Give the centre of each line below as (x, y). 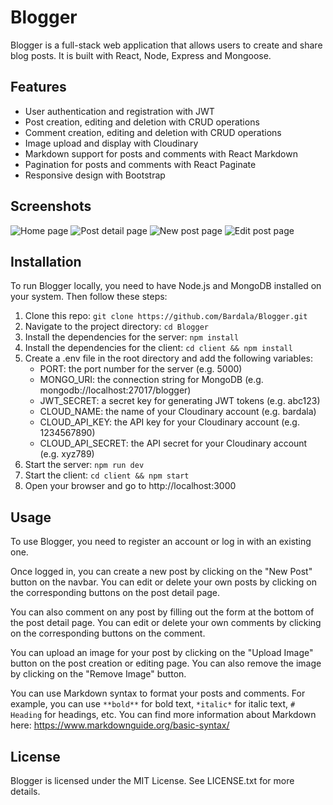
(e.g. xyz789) (67, 454)
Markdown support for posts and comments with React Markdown (161, 153)
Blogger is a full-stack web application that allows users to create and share (166, 45)
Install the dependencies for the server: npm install (132, 337)
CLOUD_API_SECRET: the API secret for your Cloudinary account (173, 443)
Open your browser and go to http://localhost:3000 (130, 486)
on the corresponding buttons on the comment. (108, 633)
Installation (46, 261)
